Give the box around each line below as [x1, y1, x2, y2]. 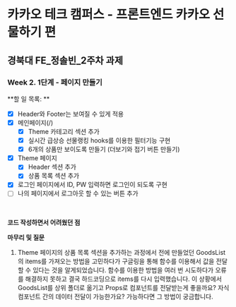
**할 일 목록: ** [7, 95, 50, 103]
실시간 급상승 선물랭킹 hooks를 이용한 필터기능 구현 [28, 136, 171, 145]
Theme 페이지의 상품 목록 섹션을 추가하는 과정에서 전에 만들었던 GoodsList [17, 248, 226, 256]
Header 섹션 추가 [28, 163, 76, 171]
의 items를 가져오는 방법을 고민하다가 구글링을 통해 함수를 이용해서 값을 [17, 257, 215, 265]
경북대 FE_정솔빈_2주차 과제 [7, 54, 124, 66]
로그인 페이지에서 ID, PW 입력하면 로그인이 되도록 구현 [17, 181, 167, 189]
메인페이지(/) [17, 118, 54, 127]
